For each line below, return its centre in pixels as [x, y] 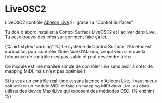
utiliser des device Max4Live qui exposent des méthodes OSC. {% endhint [80, 91]
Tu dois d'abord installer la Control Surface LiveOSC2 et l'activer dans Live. [81, 32]
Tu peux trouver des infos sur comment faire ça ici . [56, 37]
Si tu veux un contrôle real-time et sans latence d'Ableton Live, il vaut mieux [81, 81]
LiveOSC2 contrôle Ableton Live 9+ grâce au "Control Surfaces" [69, 22]
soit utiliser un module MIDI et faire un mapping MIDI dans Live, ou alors [77, 86]
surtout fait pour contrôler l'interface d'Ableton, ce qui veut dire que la [75, 51]
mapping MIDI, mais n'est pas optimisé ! [45, 71]
